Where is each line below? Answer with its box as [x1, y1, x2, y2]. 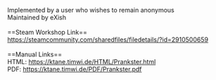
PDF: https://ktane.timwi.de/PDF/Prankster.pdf [7, 65, 142, 73]
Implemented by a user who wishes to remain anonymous [7, 6, 174, 14]
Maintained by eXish [7, 13, 67, 22]
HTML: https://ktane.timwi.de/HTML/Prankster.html [7, 58, 156, 65]
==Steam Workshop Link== [7, 28, 88, 36]
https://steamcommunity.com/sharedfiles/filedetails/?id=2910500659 [7, 35, 209, 44]
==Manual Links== [7, 50, 62, 58]
